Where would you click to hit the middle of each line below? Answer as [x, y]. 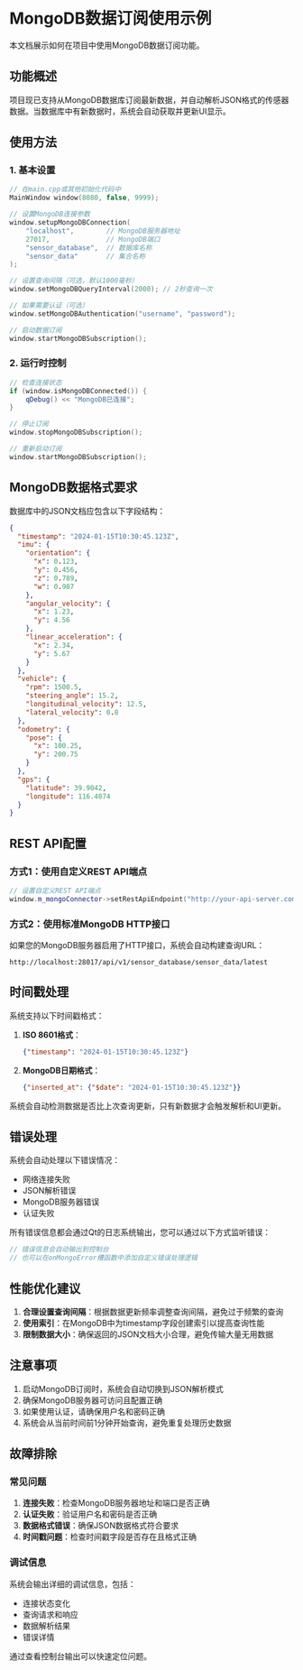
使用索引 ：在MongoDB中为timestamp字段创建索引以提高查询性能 [143, 1323]
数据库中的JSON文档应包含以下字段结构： [87, 511]
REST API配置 [48, 843]
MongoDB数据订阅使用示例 [110, 18]
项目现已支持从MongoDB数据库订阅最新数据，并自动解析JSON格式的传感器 [149, 99]
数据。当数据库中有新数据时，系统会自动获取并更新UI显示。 [120, 111]
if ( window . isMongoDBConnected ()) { [78, 391]
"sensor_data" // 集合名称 [86, 256]
